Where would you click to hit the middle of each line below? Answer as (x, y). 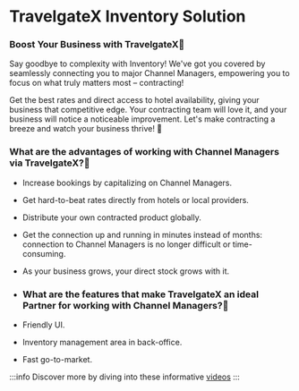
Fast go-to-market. (57, 360)
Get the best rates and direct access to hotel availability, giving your (134, 100)
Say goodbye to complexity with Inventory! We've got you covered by (137, 64)
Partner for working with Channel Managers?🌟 (125, 305)
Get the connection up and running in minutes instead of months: (142, 234)
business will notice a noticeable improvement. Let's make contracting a (142, 119)
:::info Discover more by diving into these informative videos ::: (124, 377)
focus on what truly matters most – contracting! (97, 83)
